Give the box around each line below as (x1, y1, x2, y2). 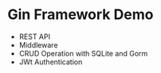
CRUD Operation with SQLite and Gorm (18, 48, 148, 58)
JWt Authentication (18, 57, 83, 67)
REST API (18, 32, 51, 41)
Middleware (18, 40, 58, 49)
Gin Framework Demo (7, 6, 154, 24)
